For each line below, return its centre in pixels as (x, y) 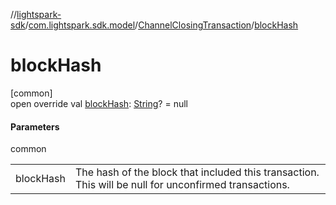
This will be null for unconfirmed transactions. (182, 185)
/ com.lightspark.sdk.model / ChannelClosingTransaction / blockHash (161, 25)
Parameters (35, 126)
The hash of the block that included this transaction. (197, 172)
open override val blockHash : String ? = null (99, 103)
